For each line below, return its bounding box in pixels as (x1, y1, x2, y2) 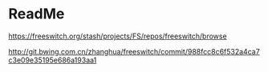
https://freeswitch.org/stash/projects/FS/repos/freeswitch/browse (8, 31, 227, 41)
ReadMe (8, 5, 65, 23)
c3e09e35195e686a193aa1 (8, 55, 97, 65)
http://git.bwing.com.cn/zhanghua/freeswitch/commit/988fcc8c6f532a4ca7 (8, 46, 261, 56)
